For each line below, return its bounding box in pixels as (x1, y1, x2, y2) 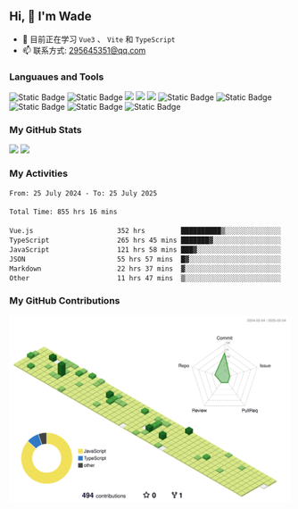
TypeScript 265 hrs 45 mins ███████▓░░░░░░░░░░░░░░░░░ (9, 236, 281, 246)
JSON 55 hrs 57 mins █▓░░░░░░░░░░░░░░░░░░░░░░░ (9, 254, 281, 263)
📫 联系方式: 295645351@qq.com (21, 45, 146, 55)
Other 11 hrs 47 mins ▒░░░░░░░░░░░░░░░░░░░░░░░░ (9, 273, 281, 282)
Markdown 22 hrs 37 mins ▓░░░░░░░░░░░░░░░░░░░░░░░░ (9, 264, 281, 273)
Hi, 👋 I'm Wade (9, 9, 92, 24)
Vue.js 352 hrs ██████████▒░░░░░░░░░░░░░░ (9, 227, 281, 236)
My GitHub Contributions (9, 295, 120, 307)
